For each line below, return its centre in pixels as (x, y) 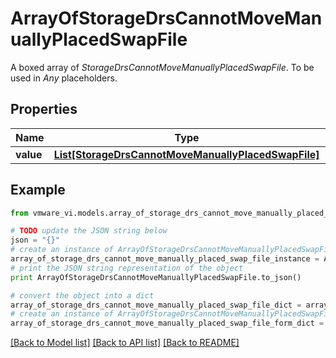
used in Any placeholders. (64, 78)
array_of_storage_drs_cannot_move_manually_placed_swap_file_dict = (156, 305)
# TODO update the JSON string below (89, 231)
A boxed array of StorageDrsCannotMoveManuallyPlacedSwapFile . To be (162, 67)
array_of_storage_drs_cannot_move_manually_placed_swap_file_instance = (165, 259)
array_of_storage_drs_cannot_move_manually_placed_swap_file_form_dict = (167, 323)
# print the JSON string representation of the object (127, 268)
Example (38, 190)
